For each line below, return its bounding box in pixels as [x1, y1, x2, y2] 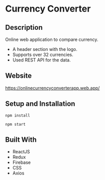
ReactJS [12, 149, 30, 155]
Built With [5, 136, 37, 144]
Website [5, 72, 32, 80]
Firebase [12, 159, 31, 165]
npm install [5, 113, 30, 118]
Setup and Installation [5, 99, 75, 108]
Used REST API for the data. [12, 57, 71, 63]
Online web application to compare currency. [5, 36, 98, 42]
